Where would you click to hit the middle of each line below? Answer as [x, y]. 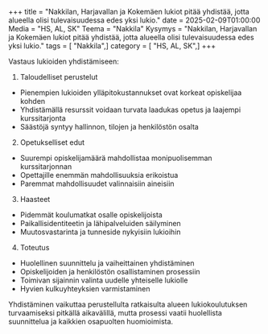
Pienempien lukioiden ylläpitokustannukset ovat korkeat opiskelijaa [131, 93]
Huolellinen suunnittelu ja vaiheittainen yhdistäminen [107, 263]
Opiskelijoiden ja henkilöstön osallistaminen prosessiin [110, 272]
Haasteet [35, 199]
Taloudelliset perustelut [59, 77]
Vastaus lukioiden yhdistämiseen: [64, 61]
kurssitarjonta [43, 118]
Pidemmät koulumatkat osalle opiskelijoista [91, 215]
